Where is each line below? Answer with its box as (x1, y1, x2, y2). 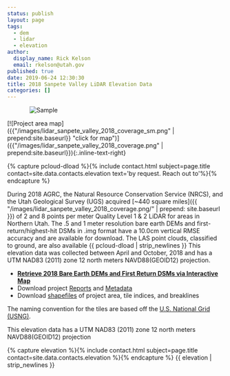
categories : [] (7, 87, 51, 94)
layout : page (7, 17, 45, 23)
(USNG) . (7, 312, 31, 321)
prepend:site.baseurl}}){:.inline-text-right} (7, 149, 126, 157)
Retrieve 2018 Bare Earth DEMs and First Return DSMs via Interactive (17, 270, 218, 278)
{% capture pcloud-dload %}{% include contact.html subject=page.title (7, 162, 211, 170)
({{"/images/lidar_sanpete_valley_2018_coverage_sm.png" (7, 127, 171, 135)
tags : (7, 23, 23, 30)
